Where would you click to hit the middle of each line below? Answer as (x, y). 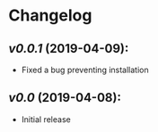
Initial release (46, 119)
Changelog (50, 16)
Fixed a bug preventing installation (85, 70)
